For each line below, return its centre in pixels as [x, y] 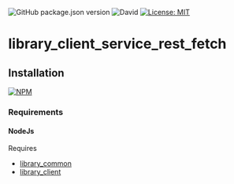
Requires [22, 149]
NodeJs [21, 131]
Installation [36, 73]
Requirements [36, 112]
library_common [46, 164]
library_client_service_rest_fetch [117, 44]
